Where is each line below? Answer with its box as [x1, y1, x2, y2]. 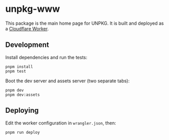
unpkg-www [5, 3, 60, 15]
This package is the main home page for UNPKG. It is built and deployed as [5, 20, 164, 26]
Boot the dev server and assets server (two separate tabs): [5, 78, 130, 84]
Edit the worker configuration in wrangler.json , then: [5, 119, 116, 126]
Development [5, 41, 50, 49]
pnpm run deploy [5, 130, 40, 135]
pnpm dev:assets [5, 92, 40, 97]
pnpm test [5, 68, 27, 74]
